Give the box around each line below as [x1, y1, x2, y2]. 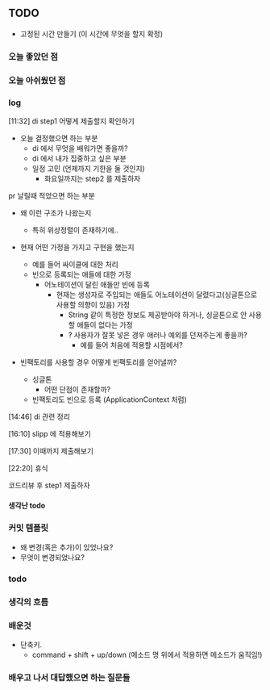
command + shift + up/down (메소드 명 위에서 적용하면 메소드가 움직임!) [31, 650, 263, 659]
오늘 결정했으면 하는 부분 [19, 133, 98, 143]
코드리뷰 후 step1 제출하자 [8, 480, 90, 490]
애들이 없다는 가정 [76, 320, 133, 329]
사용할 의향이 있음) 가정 [56, 299, 131, 309]
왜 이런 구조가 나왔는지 [19, 207, 92, 217]
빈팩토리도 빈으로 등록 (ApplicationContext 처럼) [31, 395, 188, 404]
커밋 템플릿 [8, 522, 49, 533]
